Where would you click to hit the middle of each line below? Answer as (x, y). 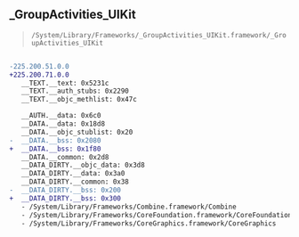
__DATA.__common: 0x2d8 (65, 157)
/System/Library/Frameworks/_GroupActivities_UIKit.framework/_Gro (158, 35)
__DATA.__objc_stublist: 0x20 (77, 132)
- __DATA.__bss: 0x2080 (55, 140)
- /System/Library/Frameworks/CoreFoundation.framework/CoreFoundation (157, 215)
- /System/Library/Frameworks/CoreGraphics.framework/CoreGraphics (149, 223)
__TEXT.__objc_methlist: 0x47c (79, 100)
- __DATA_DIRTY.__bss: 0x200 (65, 191)
